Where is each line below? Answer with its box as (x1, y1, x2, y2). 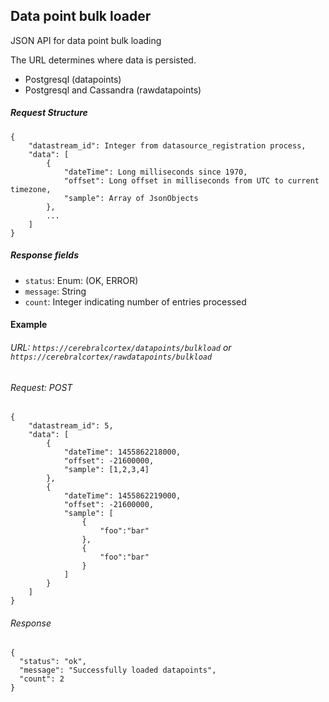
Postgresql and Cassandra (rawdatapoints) (24, 84, 202, 96)
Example (10, 319, 48, 331)
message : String (24, 285, 87, 297)
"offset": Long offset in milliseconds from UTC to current (63, 175, 320, 186)
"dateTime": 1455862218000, (63, 447, 182, 458)
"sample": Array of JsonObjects (63, 193, 199, 203)
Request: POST (10, 381, 73, 393)
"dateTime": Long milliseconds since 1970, (63, 167, 248, 177)
